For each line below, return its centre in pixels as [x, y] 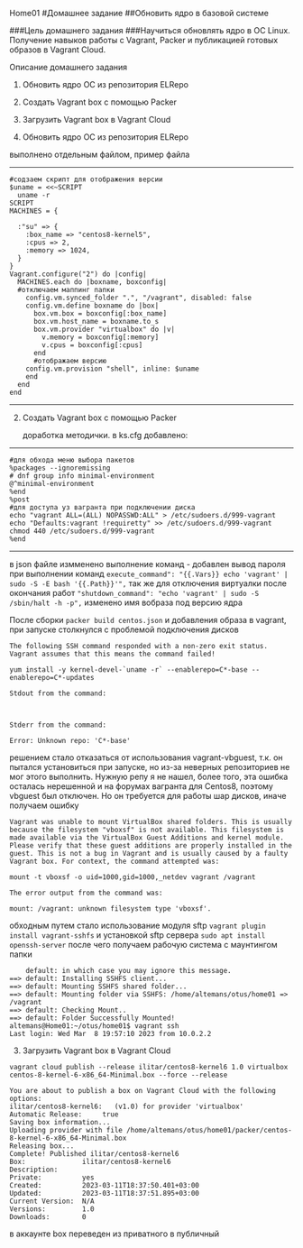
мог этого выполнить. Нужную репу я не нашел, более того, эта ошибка [149, 776]
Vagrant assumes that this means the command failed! [113, 654]
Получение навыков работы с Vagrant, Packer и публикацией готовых [144, 40]
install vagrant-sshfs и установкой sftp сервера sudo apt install [138, 935]
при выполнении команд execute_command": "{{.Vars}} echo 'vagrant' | [149, 574]
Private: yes [52, 1178]
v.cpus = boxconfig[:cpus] [92, 345]
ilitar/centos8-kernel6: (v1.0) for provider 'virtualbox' [127, 1106]
